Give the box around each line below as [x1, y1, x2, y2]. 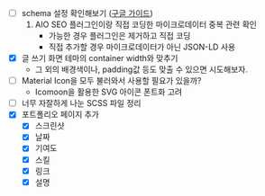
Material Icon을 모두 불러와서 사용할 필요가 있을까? [21, 76, 202, 86]
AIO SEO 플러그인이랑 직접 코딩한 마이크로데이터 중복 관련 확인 [34, 19, 258, 30]
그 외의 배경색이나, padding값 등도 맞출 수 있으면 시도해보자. [34, 64, 249, 75]
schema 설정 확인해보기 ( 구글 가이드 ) [21, 8, 154, 18]
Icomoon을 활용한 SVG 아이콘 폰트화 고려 [34, 86, 182, 97]
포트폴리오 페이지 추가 [21, 109, 100, 120]
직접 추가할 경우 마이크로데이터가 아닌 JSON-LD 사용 [48, 41, 236, 52]
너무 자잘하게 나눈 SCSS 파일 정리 [21, 98, 142, 109]
